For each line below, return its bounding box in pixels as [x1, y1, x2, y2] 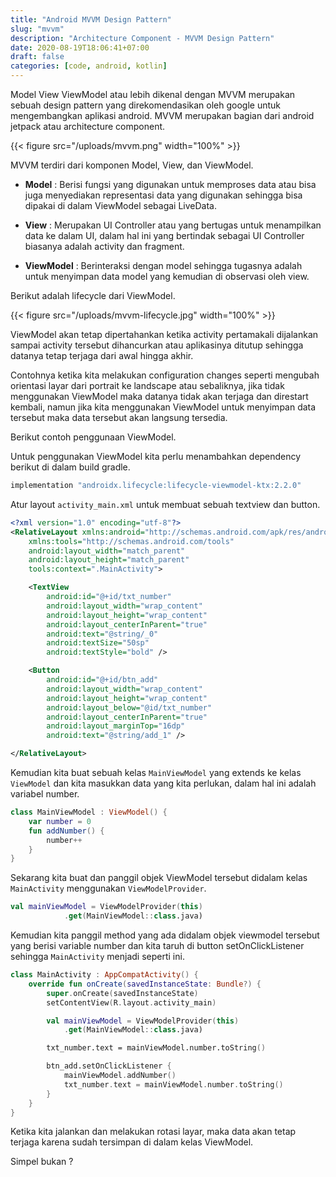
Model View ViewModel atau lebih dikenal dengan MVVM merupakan [10, 89, 296, 100]
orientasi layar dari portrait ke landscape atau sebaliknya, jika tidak [10, 380, 285, 391]
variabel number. [10, 788, 80, 800]
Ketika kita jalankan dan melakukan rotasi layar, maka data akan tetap [10, 1126, 297, 1138]
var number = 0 [28, 816, 92, 826]
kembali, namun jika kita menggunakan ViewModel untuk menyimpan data [10, 401, 317, 413]
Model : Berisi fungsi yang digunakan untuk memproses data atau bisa [24, 179, 317, 190]
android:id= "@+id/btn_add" [46, 675, 159, 685]
